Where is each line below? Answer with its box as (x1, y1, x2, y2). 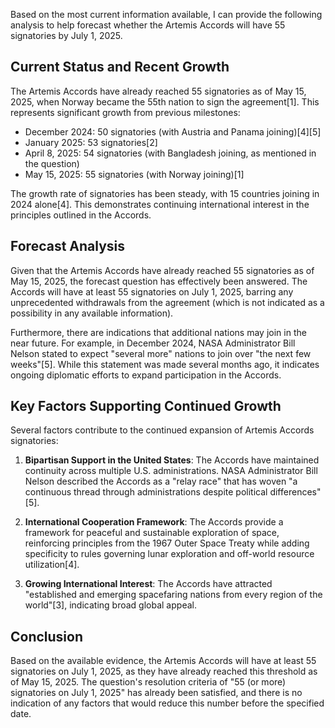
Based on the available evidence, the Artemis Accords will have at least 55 (10, 655, 317, 667)
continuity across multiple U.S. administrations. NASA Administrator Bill (24, 465, 318, 477)
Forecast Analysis (10, 238, 126, 255)
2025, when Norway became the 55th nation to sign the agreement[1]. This (10, 95, 320, 108)
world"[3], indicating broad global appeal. (24, 599, 197, 611)
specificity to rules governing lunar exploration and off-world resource (24, 548, 315, 560)
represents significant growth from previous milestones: (10, 106, 241, 118)
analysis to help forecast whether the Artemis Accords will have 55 (10, 19, 286, 31)
